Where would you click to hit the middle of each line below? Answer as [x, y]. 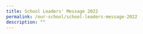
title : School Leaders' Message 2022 [52, 11]
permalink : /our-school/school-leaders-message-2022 [72, 17]
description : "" [26, 22]
